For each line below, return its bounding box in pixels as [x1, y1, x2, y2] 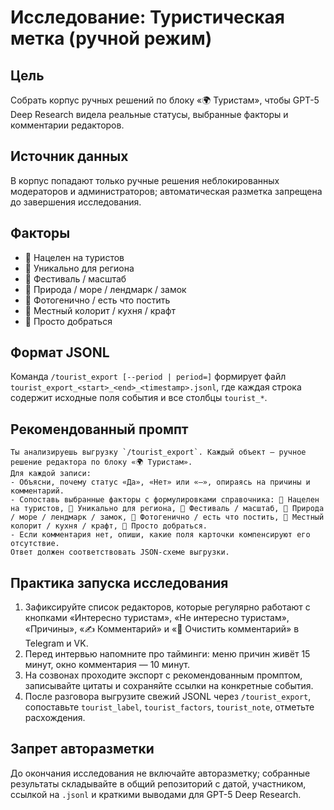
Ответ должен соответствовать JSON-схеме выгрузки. [10, 547, 230, 558]
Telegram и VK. [24, 637, 89, 650]
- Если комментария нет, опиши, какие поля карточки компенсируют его [10, 530, 311, 540]
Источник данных [10, 148, 129, 165]
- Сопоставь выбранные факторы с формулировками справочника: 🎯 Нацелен [10, 495, 320, 505]
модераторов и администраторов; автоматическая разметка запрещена [10, 185, 323, 197]
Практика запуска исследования [10, 574, 229, 591]
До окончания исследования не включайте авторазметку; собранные [10, 767, 311, 779]
